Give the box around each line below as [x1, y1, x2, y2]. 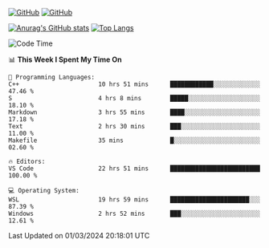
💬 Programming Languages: [8, 73, 95, 81]
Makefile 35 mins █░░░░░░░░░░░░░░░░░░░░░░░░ [8, 136, 261, 144]
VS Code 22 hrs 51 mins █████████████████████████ [8, 165, 261, 173]
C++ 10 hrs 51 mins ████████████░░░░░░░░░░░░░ [8, 80, 261, 88]
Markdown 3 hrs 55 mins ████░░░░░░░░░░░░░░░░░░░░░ [8, 108, 261, 116]
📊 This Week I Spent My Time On [8, 55, 122, 64]
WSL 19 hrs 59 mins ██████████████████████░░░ [8, 196, 261, 204]
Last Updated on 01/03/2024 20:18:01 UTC [8, 231, 150, 240]
